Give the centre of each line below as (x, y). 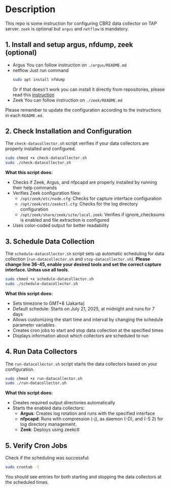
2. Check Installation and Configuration (69, 131)
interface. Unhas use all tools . (37, 270)
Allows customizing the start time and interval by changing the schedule (88, 319)
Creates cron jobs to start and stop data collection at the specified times (88, 330)
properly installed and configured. (41, 149)
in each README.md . (25, 115)
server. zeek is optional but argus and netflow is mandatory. (67, 28)
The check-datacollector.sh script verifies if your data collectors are (77, 144)
